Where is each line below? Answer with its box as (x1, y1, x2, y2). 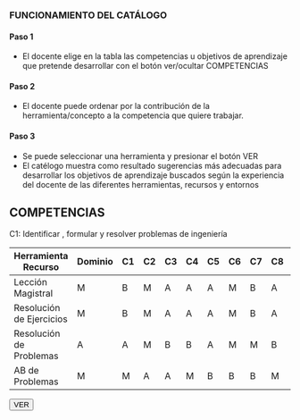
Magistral (13, 287, 54, 299)
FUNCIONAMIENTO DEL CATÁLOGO (9, 9, 168, 21)
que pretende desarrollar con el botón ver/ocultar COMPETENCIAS (21, 61, 270, 71)
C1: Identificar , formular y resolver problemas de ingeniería (9, 229, 228, 239)
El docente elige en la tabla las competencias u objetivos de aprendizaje (21, 51, 288, 62)
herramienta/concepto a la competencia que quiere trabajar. (21, 110, 244, 121)
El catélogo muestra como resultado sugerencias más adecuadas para (21, 160, 282, 171)
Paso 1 (9, 31, 34, 42)
